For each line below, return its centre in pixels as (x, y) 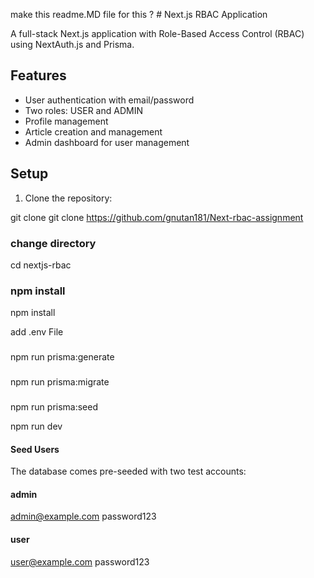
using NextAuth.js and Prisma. (72, 44)
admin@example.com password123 (83, 516)
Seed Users (35, 449)
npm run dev (36, 426)
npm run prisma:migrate (60, 382)
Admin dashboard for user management (107, 142)
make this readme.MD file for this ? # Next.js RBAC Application (139, 14)
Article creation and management (93, 131)
